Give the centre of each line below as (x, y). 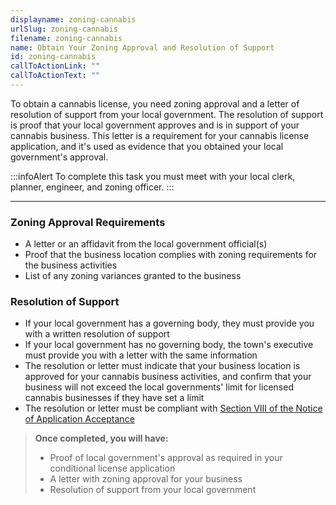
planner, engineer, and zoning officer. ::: (92, 187)
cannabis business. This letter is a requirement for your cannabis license (160, 135)
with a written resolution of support (97, 334)
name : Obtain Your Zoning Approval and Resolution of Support (142, 47)
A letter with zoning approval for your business (146, 479)
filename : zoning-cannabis (66, 38)
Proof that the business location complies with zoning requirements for (171, 255)
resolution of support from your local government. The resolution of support (167, 114)
